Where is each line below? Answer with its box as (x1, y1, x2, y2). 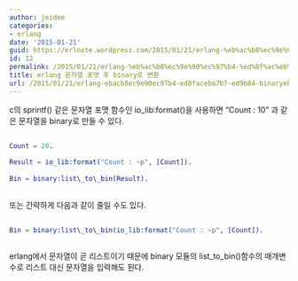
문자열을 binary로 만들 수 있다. (18, 115, 124, 126)
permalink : (9, 63, 50, 72)
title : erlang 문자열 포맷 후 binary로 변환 (9, 71, 160, 80)
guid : (9, 46, 29, 55)
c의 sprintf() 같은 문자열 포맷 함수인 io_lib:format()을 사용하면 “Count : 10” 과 (9, 104, 279, 115)
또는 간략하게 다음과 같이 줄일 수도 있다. (9, 199, 146, 210)
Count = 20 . (9, 141, 53, 151)
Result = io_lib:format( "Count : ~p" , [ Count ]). (9, 158, 192, 167)
